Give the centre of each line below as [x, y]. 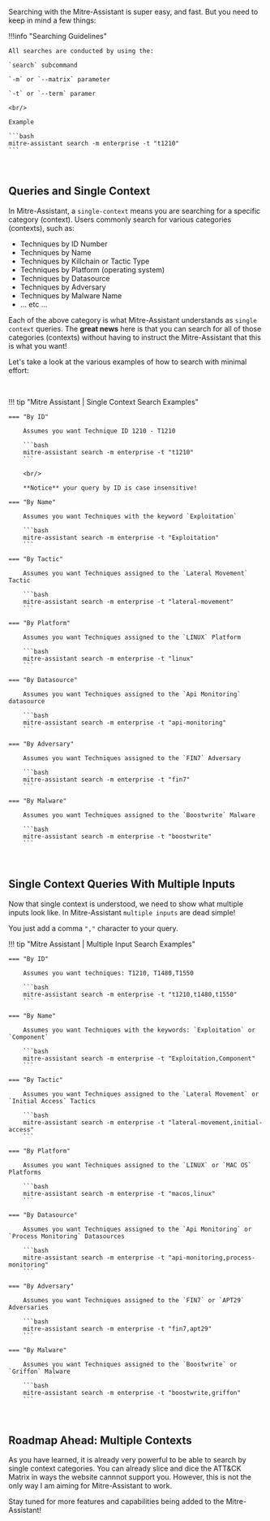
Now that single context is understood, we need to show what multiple [126, 904]
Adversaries [28, 1307]
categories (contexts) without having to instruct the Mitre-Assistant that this [135, 337]
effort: [19, 370]
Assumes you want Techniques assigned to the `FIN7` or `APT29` [134, 1300]
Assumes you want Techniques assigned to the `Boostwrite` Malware [139, 815]
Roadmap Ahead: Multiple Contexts [100, 1441]
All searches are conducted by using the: [81, 51]
